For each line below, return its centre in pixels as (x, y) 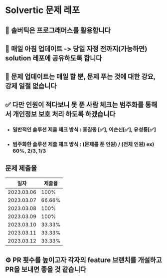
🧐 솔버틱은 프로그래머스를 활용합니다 (58, 30)
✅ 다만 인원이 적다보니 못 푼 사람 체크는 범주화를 (74, 105)
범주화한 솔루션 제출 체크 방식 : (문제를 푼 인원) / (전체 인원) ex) (83, 144)
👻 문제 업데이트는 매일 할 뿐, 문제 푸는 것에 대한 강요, (80, 77)
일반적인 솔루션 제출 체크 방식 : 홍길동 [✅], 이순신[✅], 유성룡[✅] (84, 129)
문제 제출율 (21, 168)
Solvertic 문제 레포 (42, 10)
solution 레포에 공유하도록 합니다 (54, 58)
